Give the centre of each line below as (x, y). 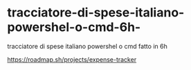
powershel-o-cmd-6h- (74, 27)
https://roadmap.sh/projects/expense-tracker (72, 59)
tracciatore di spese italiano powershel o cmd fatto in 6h (87, 46)
